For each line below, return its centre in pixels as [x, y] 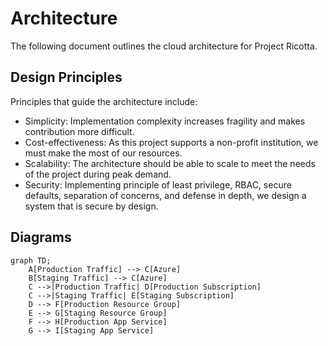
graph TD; [31, 260]
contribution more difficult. [79, 131]
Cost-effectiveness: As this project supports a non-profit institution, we [171, 142]
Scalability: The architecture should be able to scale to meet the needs [170, 163]
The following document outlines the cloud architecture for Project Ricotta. [164, 46]
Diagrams [41, 237]
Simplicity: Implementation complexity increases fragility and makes [165, 121]
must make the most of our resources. [103, 153]
